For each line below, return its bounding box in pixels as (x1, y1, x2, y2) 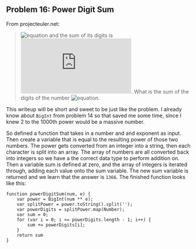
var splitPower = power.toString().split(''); (16, 201, 133, 207)
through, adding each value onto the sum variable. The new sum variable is (6, 167, 189, 174)
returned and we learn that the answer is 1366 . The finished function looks (6, 173, 185, 180)
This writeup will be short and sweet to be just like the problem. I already (6, 105, 182, 112)
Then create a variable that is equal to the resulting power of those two (6, 135, 178, 143)
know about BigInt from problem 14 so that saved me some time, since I (6, 112, 181, 119)
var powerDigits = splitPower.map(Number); (16, 206, 125, 213)
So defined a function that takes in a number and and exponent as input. (6, 130, 181, 137)
